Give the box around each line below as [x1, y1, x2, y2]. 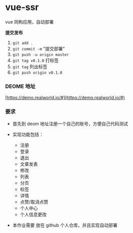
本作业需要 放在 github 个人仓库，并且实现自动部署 [12, 222, 118, 228]
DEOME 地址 [5, 83, 36, 90]
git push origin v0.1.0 [12, 70, 63, 75]
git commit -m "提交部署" [12, 45, 65, 51]
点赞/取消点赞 [20, 199, 49, 205]
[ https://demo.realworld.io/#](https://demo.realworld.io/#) [5, 95, 125, 101]
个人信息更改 [20, 211, 47, 217]
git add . [12, 40, 34, 45]
